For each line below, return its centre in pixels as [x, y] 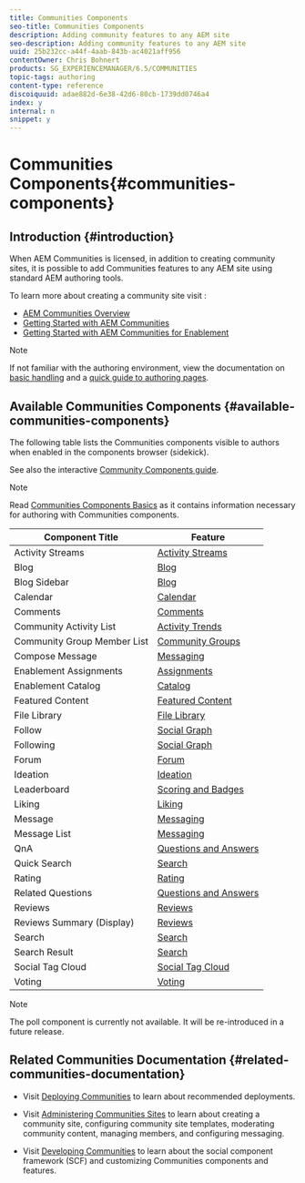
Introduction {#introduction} [92, 236]
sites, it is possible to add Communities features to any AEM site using [141, 269]
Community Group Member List [81, 641]
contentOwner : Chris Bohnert [65, 60]
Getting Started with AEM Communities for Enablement [126, 332]
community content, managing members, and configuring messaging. [153, 1133]
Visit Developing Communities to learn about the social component [147, 1151]
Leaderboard [42, 789]
